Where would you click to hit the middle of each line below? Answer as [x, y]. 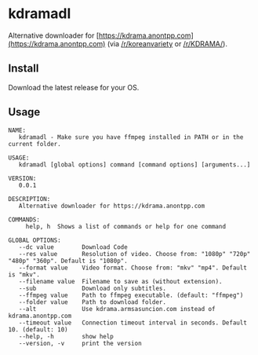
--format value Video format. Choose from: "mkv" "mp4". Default [133, 268]
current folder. [35, 144]
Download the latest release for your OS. [74, 87]
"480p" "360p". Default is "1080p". [68, 261]
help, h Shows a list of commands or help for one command [125, 226]
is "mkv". [24, 274]
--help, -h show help [66, 336]
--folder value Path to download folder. [93, 302]
